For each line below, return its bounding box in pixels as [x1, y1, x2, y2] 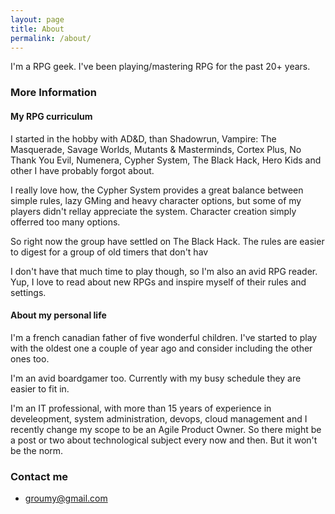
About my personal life [10, 309, 107, 321]
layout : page [10, 14, 65, 25]
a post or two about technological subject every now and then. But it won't [10, 434, 318, 446]
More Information [10, 86, 97, 100]
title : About [10, 24, 65, 34]
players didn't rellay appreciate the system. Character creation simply [10, 205, 297, 217]
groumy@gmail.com [24, 492, 108, 504]
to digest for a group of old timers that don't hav [10, 246, 209, 258]
